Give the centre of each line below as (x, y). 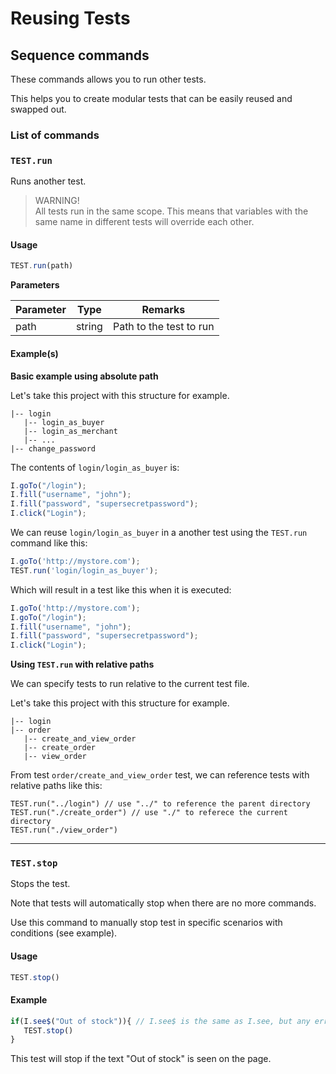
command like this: (49, 543)
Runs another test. (48, 181)
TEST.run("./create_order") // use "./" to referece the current (149, 813)
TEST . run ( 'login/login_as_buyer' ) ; (84, 570)
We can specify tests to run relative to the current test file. (130, 684)
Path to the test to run (163, 327)
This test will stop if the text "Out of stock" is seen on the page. (141, 1059)
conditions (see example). (64, 933)
